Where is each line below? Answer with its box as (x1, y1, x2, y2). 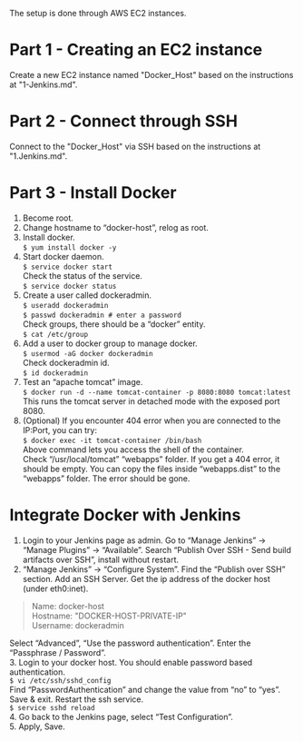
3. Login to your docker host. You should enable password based (9, 657, 253, 667)
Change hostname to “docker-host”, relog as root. (22, 222, 209, 232)
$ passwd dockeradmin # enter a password (22, 311, 181, 320)
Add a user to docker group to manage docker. (22, 338, 198, 349)
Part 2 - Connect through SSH (9, 111, 239, 132)
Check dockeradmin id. (22, 357, 111, 368)
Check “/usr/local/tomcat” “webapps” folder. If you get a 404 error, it (22, 453, 280, 464)
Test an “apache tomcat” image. (22, 376, 143, 387)
